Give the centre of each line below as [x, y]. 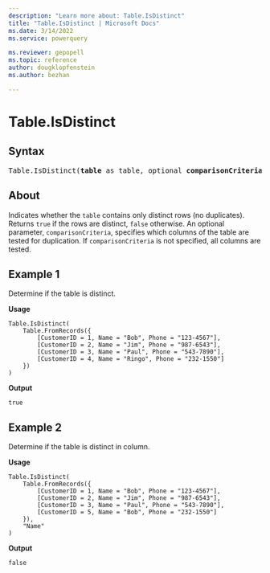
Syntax [27, 151]
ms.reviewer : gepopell [46, 53]
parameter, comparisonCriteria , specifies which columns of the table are [129, 232]
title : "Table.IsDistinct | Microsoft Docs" [84, 23]
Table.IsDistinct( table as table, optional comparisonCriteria [135, 170]
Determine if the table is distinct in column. [79, 447]
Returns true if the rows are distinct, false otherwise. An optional [117, 223]
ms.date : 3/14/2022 [41, 31]
